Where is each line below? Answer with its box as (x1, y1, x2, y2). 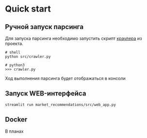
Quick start (5, 3, 51, 15)
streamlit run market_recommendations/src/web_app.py (5, 102, 116, 107)
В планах (5, 128, 24, 134)
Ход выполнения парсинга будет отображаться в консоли (5, 76, 126, 81)
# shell (5, 50, 21, 55)
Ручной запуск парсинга (5, 23, 84, 31)
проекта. (5, 41, 23, 46)
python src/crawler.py (5, 54, 51, 59)
